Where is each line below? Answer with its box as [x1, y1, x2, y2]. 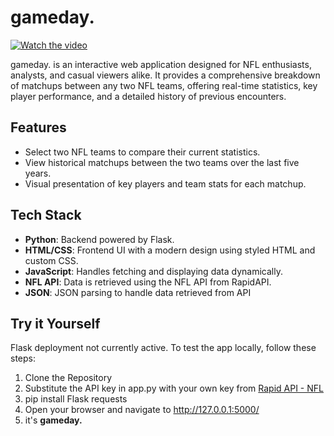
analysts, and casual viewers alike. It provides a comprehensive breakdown [10, 69, 321, 81]
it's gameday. [24, 414, 83, 426]
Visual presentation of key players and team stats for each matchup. [24, 177, 307, 190]
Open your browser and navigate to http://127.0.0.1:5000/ [24, 404, 260, 416]
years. [24, 167, 52, 179]
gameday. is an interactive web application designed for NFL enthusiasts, [10, 58, 312, 70]
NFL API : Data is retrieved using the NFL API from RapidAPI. [24, 276, 272, 288]
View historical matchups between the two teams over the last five [24, 156, 300, 168]
